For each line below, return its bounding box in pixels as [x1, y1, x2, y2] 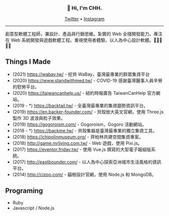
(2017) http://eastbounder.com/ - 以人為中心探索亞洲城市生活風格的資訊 [12, 159, 161, 165]
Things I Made [5, 57, 51, 66]
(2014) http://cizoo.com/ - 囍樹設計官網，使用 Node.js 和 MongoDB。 [12, 171, 156, 177]
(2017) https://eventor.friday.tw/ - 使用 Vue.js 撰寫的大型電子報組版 [12, 146, 151, 152]
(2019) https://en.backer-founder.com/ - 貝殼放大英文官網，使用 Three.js [12, 109, 164, 115]
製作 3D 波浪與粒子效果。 [12, 115, 65, 121]
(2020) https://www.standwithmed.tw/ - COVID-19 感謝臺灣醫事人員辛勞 [12, 78, 162, 84]
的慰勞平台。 [12, 84, 39, 90]
